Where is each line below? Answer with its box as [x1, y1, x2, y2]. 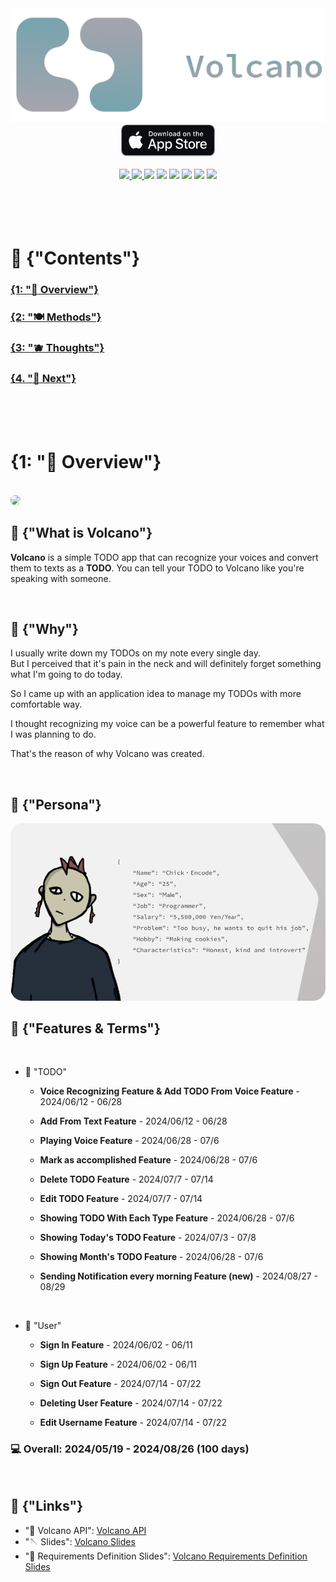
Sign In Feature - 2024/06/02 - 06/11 [39, 1339, 193, 1351]
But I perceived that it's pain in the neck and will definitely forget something [10, 658, 322, 670]
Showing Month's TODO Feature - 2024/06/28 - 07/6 [39, 1251, 264, 1263]
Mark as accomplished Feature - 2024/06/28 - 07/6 [39, 1154, 258, 1166]
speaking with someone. [10, 572, 112, 584]
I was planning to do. [10, 728, 97, 741]
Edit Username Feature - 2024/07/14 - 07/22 [39, 1417, 227, 1429]
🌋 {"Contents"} [10, 247, 141, 269]
